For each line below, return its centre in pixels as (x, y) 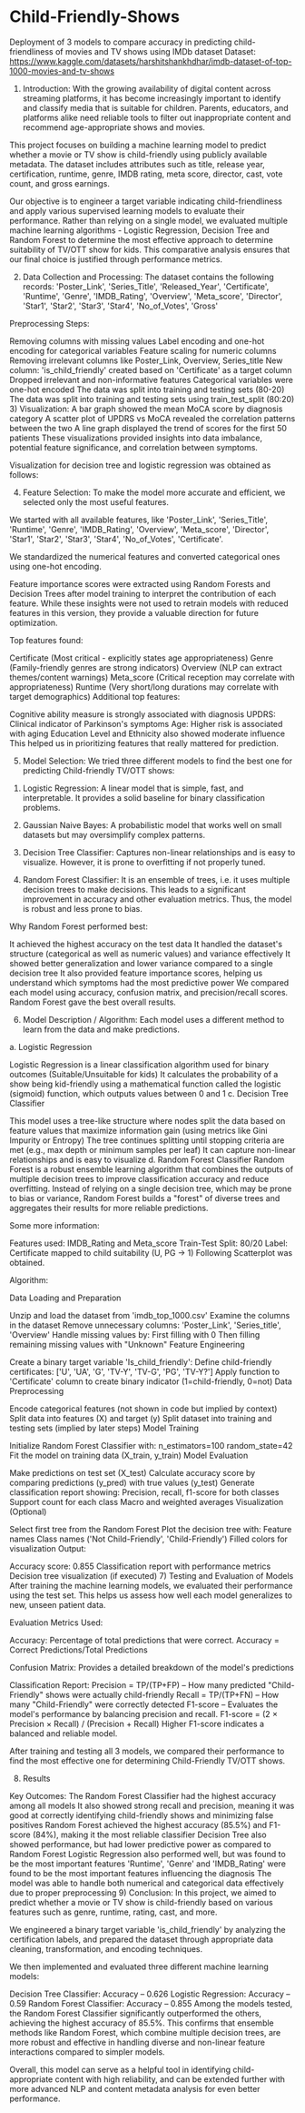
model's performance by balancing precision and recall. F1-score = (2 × (144, 1714)
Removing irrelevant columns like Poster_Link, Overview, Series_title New (146, 360)
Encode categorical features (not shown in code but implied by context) (143, 1409)
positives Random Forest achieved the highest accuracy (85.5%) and (138, 1825)
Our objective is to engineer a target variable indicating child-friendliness (146, 201)
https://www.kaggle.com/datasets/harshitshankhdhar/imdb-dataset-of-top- (151, 61)
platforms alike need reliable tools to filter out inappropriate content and (157, 117)
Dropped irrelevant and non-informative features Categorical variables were (151, 379)
